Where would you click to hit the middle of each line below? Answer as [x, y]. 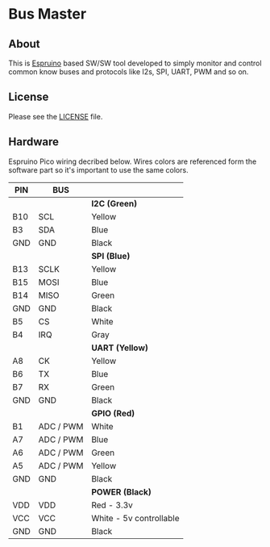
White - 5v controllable [135, 518]
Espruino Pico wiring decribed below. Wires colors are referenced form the [133, 161]
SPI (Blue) [111, 256]
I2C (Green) [114, 203]
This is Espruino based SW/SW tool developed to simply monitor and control [135, 63]
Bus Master [48, 14]
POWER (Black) [121, 491]
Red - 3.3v [112, 505]
